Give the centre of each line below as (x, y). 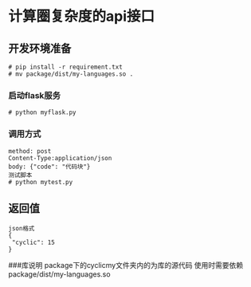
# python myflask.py (43, 112)
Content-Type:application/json (60, 158)
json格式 (22, 229)
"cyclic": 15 (33, 243)
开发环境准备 (40, 48)
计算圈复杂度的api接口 (82, 16)
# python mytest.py (41, 182)
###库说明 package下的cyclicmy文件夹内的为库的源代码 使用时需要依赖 (126, 265)
